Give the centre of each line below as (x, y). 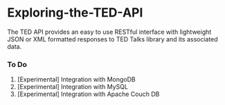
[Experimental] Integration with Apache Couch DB (88, 94)
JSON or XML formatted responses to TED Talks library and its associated (112, 39)
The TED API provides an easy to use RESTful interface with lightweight (109, 32)
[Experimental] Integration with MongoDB (76, 79)
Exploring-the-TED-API (75, 13)
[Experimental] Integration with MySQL (72, 87)
